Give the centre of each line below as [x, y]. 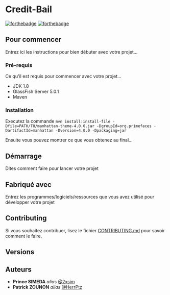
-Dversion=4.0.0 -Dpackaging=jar [91, 131]
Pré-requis [19, 65]
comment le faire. [24, 236]
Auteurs [19, 269]
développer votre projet [30, 202]
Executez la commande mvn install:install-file [58, 121]
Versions [20, 252]
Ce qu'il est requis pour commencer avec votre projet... [63, 76]
